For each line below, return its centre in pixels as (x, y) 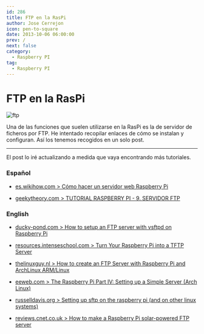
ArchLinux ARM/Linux (42, 270)
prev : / (16, 40)
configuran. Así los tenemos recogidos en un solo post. (75, 140)
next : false (21, 46)
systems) (26, 306)
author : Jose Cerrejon (35, 23)
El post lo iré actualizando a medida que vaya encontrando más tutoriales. (99, 157)
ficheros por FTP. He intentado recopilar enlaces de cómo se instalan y (95, 134)
